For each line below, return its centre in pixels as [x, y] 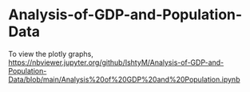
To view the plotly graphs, [51, 54]
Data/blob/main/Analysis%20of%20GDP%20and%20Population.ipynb [124, 79]
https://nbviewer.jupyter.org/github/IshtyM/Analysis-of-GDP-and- [116, 62]
